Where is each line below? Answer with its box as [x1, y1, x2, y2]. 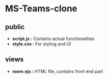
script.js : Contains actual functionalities [12, 36, 95, 41]
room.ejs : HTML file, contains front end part [12, 68, 103, 74]
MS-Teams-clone [5, 3, 78, 14]
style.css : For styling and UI [12, 41, 71, 47]
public [5, 23, 25, 31]
